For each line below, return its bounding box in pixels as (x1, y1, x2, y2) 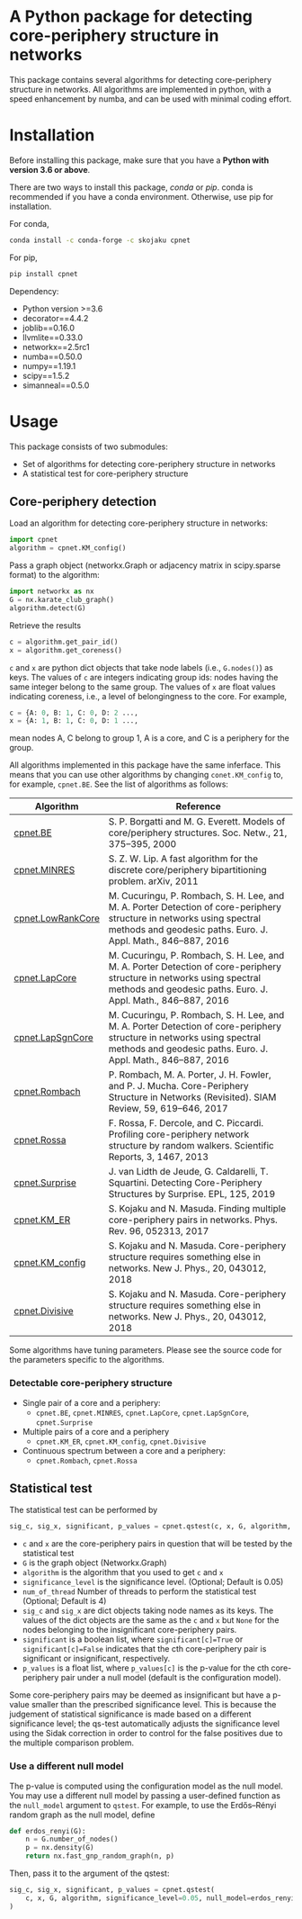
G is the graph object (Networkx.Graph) (22, 1557, 168, 1568)
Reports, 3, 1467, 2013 (108, 1150, 209, 1163)
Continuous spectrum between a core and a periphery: (22, 1445, 226, 1455)
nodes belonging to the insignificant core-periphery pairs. (22, 1625, 237, 1635)
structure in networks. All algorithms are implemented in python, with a (9, 84, 271, 95)
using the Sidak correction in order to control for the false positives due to (9, 1728, 283, 1739)
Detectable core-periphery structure (9, 1377, 173, 1390)
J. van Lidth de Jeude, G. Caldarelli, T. (108, 1166, 269, 1178)
